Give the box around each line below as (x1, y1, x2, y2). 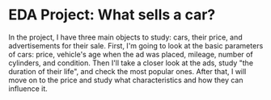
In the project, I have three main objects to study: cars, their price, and (8, 32, 243, 42)
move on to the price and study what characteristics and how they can (8, 75, 243, 85)
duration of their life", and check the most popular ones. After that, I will (8, 66, 247, 76)
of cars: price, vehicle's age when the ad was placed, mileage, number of (8, 49, 253, 59)
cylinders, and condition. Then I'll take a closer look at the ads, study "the (8, 58, 253, 68)
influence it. (8, 83, 49, 94)
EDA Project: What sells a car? (8, 6, 216, 24)
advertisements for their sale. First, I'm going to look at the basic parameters (8, 40, 264, 50)
